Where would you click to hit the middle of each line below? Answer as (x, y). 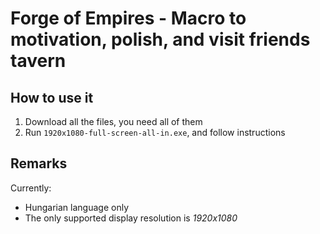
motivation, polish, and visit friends (160, 39)
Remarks (39, 163)
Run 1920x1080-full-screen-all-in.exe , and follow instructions (155, 132)
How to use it (52, 97)
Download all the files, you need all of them (113, 121)
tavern (38, 61)
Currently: (31, 188)
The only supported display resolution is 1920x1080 (131, 218)
